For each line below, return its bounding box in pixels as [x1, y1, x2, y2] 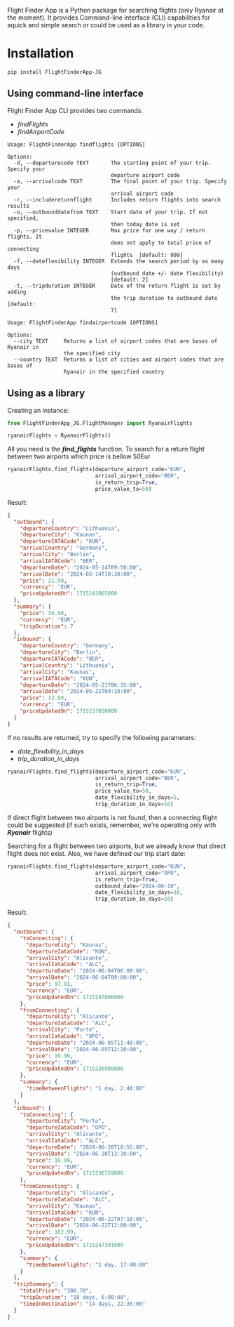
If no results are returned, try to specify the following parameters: [7, 733, 196, 741]
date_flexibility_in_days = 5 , [95, 794, 180, 801]
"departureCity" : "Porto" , [25, 1118, 105, 1125]
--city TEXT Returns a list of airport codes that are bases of [13, 337, 218, 345]
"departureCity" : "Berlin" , [20, 649, 102, 656]
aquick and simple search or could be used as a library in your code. [7, 21, 205, 29]
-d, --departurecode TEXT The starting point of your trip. [13, 159, 212, 166]
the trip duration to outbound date [111, 294, 218, 301]
